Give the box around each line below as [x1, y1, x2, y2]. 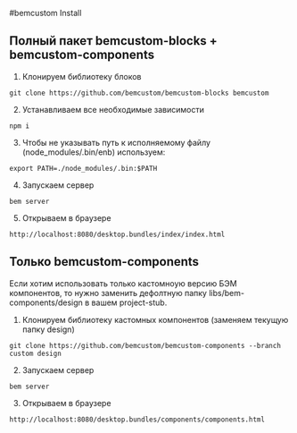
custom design [9, 349, 62, 358]
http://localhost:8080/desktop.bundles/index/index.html [9, 230, 226, 239]
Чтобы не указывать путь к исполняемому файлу [21, 137, 211, 148]
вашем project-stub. [91, 297, 168, 308]
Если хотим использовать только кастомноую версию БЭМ [9, 277, 238, 289]
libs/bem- [209, 287, 245, 298]
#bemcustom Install [9, 8, 82, 18]
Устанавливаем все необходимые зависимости [21, 104, 205, 115]
